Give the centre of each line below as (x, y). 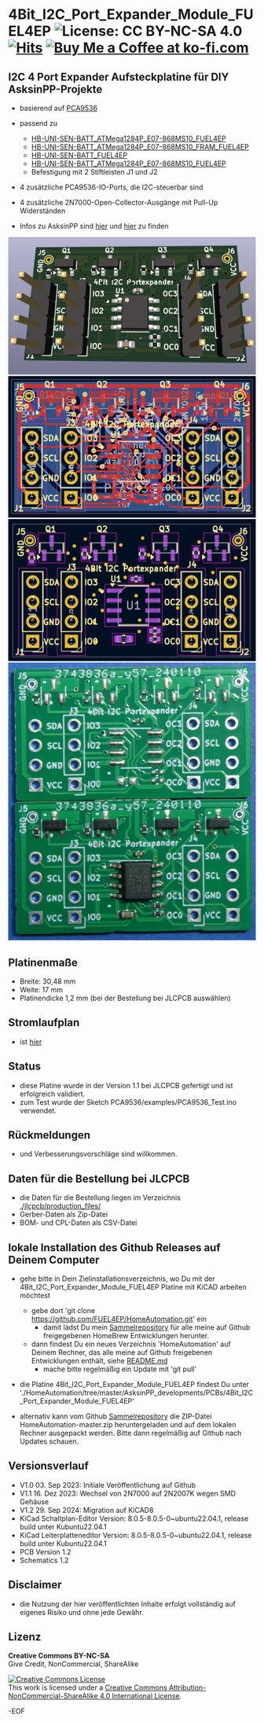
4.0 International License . (141, 1696)
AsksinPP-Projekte (55, 89)
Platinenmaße (43, 962)
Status (25, 1067)
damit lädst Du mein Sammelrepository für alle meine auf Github (147, 1327)
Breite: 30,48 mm (48, 981)
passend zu (38, 123)
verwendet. (38, 1110)
